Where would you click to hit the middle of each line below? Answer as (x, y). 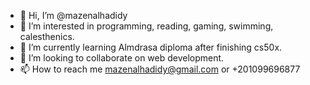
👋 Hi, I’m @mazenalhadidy (73, 15)
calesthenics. (47, 36)
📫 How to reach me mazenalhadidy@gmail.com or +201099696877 (160, 69)
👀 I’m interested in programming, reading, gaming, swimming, (146, 26)
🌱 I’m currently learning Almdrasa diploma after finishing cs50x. (151, 47)
